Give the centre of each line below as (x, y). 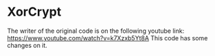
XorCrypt (34, 12)
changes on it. (27, 45)
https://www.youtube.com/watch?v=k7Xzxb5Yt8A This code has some (107, 38)
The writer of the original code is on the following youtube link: (96, 31)
